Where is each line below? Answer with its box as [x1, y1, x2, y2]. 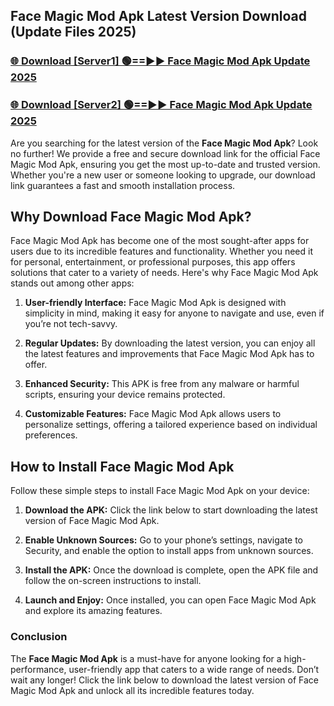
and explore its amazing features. [24, 605, 163, 617]
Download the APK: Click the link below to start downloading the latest [24, 504, 318, 516]
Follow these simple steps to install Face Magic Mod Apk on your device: [10, 485, 310, 497]
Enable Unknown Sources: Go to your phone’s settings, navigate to [24, 534, 304, 546]
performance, [10, 663, 67, 675]
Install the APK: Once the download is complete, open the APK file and [24, 564, 319, 576]
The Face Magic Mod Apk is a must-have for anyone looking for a [10, 652, 282, 664]
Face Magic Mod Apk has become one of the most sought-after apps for [10, 235, 310, 247]
